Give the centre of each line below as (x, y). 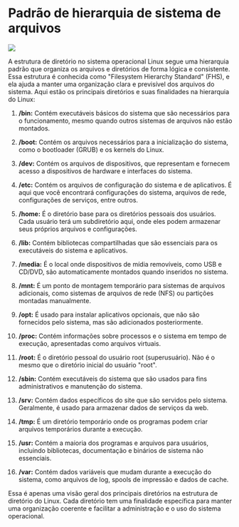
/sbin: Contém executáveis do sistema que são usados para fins (113, 379)
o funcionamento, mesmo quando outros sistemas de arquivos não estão (125, 121)
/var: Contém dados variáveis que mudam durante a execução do (115, 471)
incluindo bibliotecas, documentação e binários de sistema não (111, 450)
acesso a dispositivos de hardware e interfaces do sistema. (105, 171)
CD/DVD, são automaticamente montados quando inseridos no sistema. (123, 272)
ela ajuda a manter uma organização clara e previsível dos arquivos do (111, 84)
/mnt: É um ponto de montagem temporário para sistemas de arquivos (122, 285)
